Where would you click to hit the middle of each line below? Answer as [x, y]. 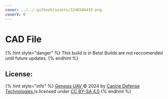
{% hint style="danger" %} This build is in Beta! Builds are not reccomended [84, 53]
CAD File [23, 39]
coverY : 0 [16, 14]
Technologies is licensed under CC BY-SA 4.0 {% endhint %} [68, 91]
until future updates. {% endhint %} [42, 58]
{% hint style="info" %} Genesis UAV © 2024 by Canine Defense [72, 86]
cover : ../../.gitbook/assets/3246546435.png [53, 10]
